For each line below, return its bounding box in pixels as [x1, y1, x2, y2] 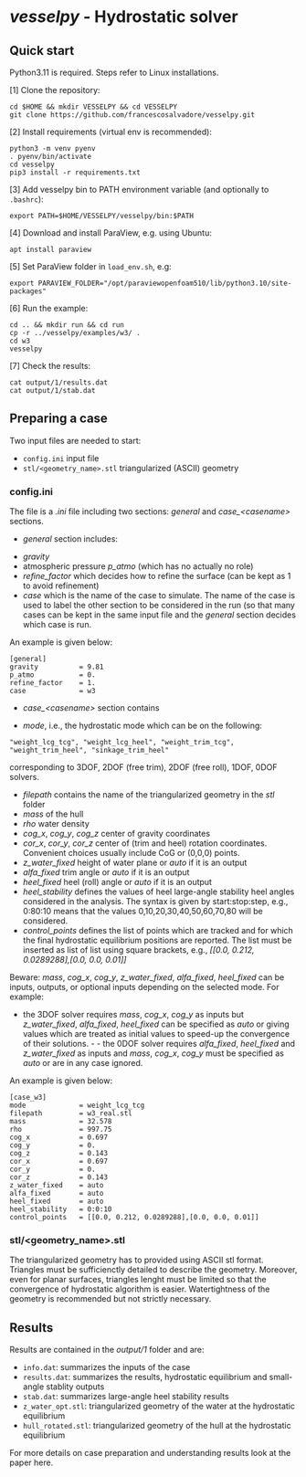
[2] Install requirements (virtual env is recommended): [9, 126, 213, 137]
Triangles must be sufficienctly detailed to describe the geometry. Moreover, [9, 1264, 298, 1275]
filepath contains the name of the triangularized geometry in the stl [22, 789, 275, 800]
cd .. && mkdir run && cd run [9, 321, 125, 330]
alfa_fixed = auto [9, 1189, 104, 1198]
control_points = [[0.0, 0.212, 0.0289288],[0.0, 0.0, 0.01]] [9, 1213, 259, 1222]
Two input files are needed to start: [9, 435, 142, 446]
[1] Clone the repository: [9, 85, 100, 95]
